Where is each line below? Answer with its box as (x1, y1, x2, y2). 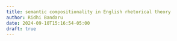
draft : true (6, 25, 36, 32)
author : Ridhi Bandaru (6, 14, 63, 20)
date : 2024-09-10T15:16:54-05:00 (6, 20, 90, 26)
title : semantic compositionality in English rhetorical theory (6, 8, 171, 15)
